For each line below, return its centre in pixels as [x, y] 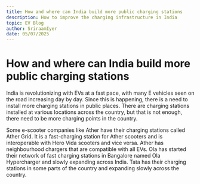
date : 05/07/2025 [28, 34]
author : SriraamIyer [32, 28]
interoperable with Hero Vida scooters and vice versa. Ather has [85, 143]
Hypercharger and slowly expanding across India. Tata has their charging [96, 162]
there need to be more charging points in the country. [72, 119]
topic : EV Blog [25, 23]
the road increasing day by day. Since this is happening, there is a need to [97, 99]
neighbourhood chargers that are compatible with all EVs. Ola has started [96, 149]
